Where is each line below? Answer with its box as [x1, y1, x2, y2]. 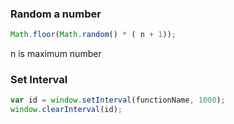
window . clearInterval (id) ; [10, 105, 123, 115]
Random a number [10, 7, 102, 21]
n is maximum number [10, 48, 102, 60]
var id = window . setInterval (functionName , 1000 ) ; [10, 95, 226, 106]
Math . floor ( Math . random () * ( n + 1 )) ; [10, 30, 177, 40]
